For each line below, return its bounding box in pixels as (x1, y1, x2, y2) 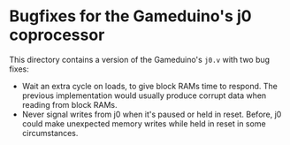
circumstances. (21, 127, 79, 138)
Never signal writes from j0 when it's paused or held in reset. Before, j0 (21, 109, 282, 119)
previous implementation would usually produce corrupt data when (21, 90, 267, 101)
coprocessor (9, 25, 105, 45)
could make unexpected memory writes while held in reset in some (21, 118, 267, 129)
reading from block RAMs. (21, 99, 118, 110)
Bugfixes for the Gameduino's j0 (9, 6, 252, 27)
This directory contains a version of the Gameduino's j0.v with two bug (9, 54, 271, 65)
